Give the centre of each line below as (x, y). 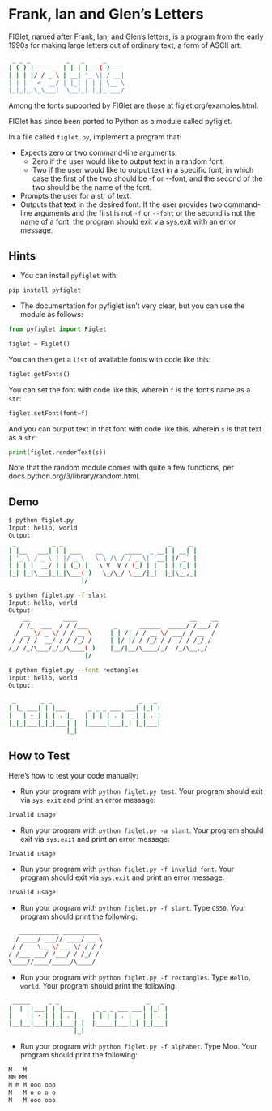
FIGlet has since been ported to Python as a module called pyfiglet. (121, 122)
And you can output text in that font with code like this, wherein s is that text (135, 429)
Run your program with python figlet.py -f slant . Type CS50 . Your (133, 908)
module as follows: (51, 314)
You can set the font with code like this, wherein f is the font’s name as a (130, 389)
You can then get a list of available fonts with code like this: (110, 359)
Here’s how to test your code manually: (74, 775)
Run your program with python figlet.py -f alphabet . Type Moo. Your (138, 1046)
